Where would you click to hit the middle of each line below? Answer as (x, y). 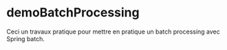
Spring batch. (26, 38)
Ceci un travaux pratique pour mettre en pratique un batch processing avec (113, 32)
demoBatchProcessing (73, 13)
